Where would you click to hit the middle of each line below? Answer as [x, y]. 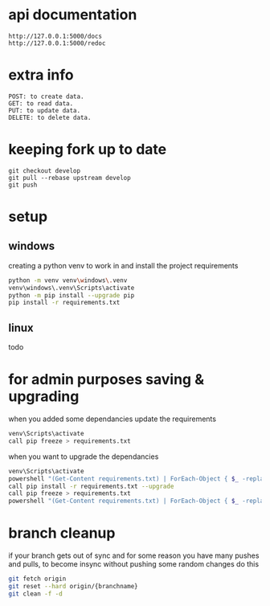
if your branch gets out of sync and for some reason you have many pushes [134, 555]
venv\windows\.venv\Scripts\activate [72, 288]
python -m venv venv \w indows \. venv [68, 280]
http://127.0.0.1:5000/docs [55, 36]
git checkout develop [45, 170]
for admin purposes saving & [106, 380]
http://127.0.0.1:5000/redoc [57, 43]
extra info [41, 75]
